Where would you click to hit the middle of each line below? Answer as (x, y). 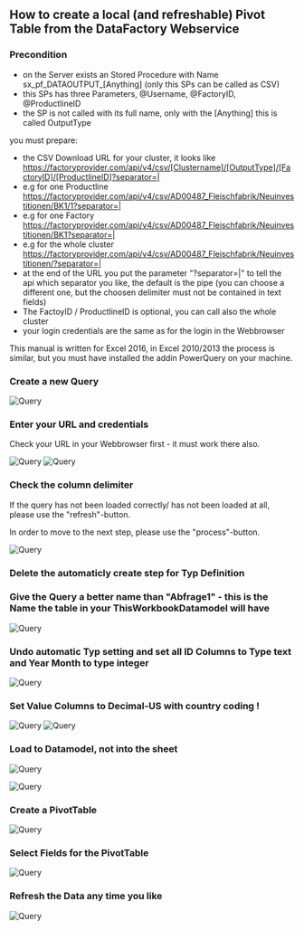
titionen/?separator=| (62, 263)
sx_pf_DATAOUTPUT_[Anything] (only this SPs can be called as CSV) (151, 84)
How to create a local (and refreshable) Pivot (137, 15)
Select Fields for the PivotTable (79, 852)
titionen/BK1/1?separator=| (72, 205)
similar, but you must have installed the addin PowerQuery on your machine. (151, 357)
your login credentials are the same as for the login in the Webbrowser (153, 330)
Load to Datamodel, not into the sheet (94, 749)
